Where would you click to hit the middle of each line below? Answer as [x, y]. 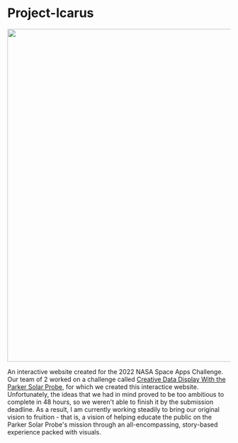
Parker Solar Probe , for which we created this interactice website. [103, 387]
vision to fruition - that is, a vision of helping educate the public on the [110, 417]
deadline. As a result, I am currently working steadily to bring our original [113, 409]
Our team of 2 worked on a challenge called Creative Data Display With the [117, 379]
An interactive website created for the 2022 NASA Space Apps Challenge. [115, 371]
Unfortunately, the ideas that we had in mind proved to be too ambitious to [116, 394]
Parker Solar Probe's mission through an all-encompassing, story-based [113, 425]
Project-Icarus [51, 13]
